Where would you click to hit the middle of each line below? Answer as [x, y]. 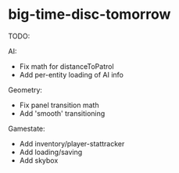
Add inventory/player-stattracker [72, 143]
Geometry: [25, 90]
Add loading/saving [51, 152]
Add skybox [39, 160]
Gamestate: [27, 128]
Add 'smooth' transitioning [62, 113]
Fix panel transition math [59, 105]
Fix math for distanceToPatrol [67, 66]
